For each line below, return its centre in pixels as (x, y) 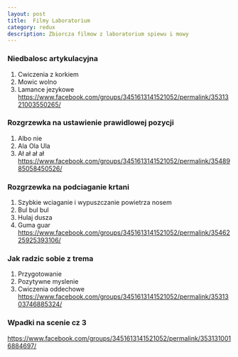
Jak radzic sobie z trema (50, 259)
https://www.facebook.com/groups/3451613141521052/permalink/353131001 (119, 338)
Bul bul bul (33, 210)
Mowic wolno (37, 82)
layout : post (27, 14)
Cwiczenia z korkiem (48, 74)
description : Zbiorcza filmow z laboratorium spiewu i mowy (98, 34)
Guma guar (34, 225)
